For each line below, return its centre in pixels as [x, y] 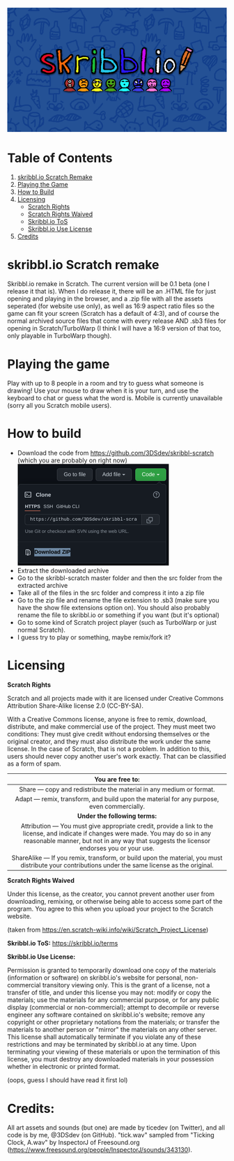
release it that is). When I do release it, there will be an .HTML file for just [111, 291]
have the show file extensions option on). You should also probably [114, 608]
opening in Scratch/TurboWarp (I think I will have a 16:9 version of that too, [114, 328]
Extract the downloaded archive [63, 571]
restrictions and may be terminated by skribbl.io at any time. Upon [102, 1045]
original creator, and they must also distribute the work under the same [109, 742]
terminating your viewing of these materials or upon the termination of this [114, 1052]
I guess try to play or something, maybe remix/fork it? [94, 637]
